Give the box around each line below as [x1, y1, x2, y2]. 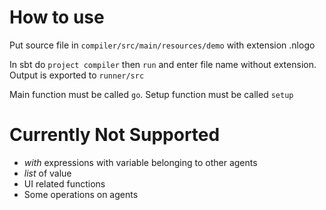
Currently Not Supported [9, 124, 221, 146]
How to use [9, 6, 105, 29]
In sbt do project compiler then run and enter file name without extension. [9, 58, 317, 70]
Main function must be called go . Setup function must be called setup [9, 88, 294, 100]
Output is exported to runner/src [9, 69, 145, 81]
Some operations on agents [23, 188, 139, 200]
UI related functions [23, 177, 106, 190]
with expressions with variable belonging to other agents [23, 156, 258, 168]
